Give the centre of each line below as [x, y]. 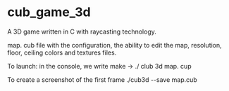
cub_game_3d [49, 12]
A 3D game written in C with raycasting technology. [82, 31]
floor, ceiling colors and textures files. [62, 52]
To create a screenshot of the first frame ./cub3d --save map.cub [102, 79]
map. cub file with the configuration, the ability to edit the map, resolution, [114, 45]
